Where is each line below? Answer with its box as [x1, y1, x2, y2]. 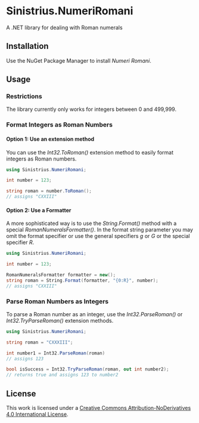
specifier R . [6, 239, 35, 246]
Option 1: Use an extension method [6, 135, 95, 143]
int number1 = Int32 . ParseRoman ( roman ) [6, 350, 105, 356]
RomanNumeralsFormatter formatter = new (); [6, 272, 116, 278]
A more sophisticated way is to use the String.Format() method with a [6, 220, 177, 227]
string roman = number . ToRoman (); [6, 188, 92, 194]
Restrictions [6, 92, 43, 101]
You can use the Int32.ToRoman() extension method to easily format [6, 149, 174, 156]
